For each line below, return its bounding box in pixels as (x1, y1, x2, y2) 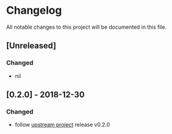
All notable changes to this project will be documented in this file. (6, 23, 167, 31)
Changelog (6, 4, 62, 17)
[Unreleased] (6, 41, 57, 51)
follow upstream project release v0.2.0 (14, 121, 110, 129)
